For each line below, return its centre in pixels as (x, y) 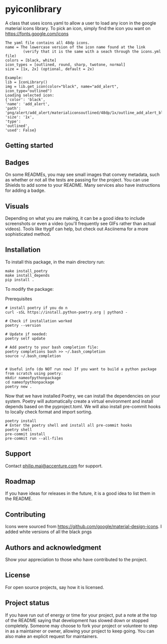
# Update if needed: (27, 334)
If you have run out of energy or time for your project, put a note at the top (81, 615)
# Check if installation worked (39, 321)
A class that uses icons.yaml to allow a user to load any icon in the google (81, 23)
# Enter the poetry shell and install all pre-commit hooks (69, 425)
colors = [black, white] (31, 60)
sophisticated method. (28, 234)
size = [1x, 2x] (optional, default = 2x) (50, 69)
